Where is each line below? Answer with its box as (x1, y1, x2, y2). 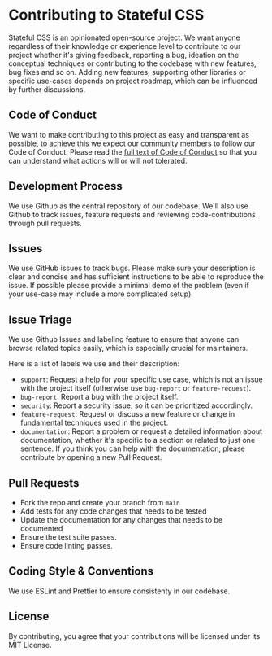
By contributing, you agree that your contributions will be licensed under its (8, 631, 261, 641)
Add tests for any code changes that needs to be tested (19, 506, 207, 516)
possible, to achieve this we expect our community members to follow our (8, 138, 256, 148)
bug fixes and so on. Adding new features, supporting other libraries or (8, 67, 246, 77)
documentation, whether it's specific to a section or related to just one (19, 435, 256, 445)
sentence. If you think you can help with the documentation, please (19, 444, 245, 453)
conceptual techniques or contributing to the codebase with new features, (8, 59, 257, 68)
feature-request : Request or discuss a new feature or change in (19, 409, 235, 419)
